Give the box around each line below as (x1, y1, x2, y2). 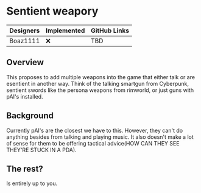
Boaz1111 (9, 37, 40, 45)
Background (6, 111, 54, 121)
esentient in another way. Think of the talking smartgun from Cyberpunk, (6, 80, 189, 87)
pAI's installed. (6, 93, 44, 100)
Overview (6, 57, 44, 68)
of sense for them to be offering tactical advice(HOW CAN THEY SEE (6, 139, 180, 147)
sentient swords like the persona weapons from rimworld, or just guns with (6, 86, 194, 94)
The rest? (6, 163, 44, 174)
